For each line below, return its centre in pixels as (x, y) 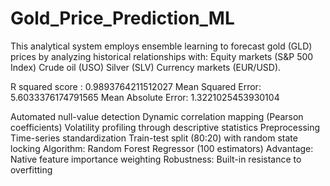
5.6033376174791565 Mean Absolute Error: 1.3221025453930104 (145, 97)
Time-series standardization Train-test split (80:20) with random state (154, 138)
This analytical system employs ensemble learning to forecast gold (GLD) (161, 46)
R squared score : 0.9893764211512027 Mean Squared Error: (136, 86)
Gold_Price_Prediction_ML (122, 18)
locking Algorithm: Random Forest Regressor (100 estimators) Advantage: (162, 148)
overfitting (31, 169)
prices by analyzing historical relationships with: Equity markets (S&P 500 (162, 56)
